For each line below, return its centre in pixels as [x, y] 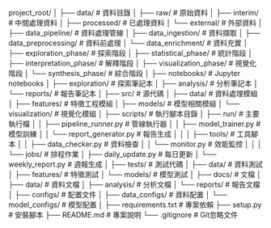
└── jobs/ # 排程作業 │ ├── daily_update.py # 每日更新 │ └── [112, 154]
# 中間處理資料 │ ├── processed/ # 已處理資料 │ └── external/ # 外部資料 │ [135, 23]
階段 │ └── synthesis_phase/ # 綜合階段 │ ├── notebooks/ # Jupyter [125, 73]
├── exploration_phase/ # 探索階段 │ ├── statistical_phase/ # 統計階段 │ [131, 53]
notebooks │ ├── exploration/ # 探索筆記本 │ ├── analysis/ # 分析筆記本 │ [133, 83]
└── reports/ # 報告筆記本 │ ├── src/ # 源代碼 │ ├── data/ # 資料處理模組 [133, 93]
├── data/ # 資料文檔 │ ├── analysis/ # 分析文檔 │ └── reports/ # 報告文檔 [134, 184]
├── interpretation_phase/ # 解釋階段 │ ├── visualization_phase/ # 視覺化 [133, 63]
